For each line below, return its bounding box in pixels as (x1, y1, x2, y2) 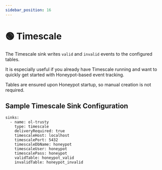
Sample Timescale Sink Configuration (5, 102, 129, 110)
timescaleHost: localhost (14, 133, 70, 138)
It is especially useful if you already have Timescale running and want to (5, 66, 157, 72)
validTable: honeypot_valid (14, 155, 74, 161)
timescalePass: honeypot (14, 151, 67, 156)
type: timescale (14, 124, 50, 129)
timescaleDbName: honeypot (14, 142, 72, 147)
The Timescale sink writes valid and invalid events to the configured (5, 51, 152, 57)
